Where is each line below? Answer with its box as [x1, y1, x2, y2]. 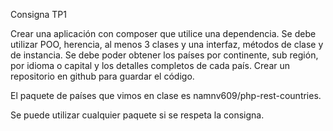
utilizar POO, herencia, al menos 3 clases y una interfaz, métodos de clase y [10, 39, 324, 50]
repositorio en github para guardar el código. [10, 70, 195, 82]
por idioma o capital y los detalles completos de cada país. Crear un [10, 60, 291, 71]
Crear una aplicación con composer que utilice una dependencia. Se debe [10, 28, 317, 39]
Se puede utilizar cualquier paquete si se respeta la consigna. [10, 109, 265, 121]
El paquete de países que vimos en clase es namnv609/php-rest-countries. [10, 90, 322, 101]
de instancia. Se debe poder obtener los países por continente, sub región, [10, 49, 319, 61]
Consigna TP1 [10, 9, 68, 20]
